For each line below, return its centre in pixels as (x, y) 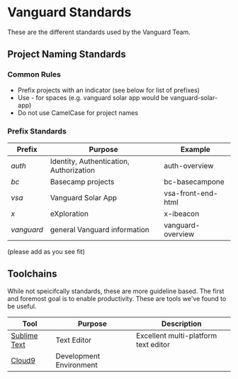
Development (78, 356)
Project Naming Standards (67, 54)
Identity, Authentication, (90, 161)
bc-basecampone (194, 182)
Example (195, 149)
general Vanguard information (100, 229)
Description (182, 324)
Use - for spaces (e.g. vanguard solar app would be (93, 97)
